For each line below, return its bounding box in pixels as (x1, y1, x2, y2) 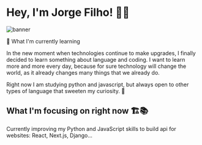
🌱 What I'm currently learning (6, 37, 81, 45)
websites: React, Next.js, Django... (6, 132, 93, 139)
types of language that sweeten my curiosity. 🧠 (6, 87, 125, 94)
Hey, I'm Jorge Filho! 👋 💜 (6, 6, 130, 20)
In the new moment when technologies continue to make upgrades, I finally (6, 49, 196, 57)
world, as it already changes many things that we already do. (6, 69, 160, 76)
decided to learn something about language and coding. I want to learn (6, 56, 185, 63)
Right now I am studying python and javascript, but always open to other (6, 81, 189, 88)
